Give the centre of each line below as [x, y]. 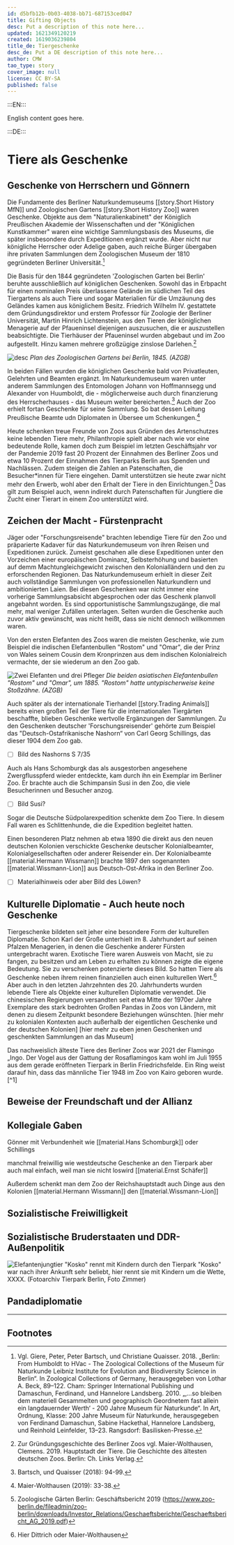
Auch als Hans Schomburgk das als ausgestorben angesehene [97, 768]
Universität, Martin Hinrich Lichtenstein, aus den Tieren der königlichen [109, 320]
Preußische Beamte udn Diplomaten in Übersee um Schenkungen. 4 [104, 417]
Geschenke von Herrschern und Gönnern [99, 185]
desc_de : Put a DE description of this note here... [85, 53]
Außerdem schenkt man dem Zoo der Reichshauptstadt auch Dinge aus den [116, 1184]
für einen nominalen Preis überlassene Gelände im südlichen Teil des [106, 290]
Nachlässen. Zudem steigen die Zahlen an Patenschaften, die [95, 468]
